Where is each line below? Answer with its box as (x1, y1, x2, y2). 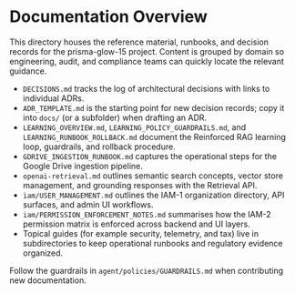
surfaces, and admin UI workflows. (22, 198, 154, 210)
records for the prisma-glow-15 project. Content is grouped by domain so (9, 45, 285, 56)
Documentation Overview (9, 6, 208, 27)
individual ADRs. (22, 93, 85, 104)
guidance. (9, 66, 47, 76)
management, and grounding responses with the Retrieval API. (22, 179, 258, 190)
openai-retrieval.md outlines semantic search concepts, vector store (22, 170, 284, 181)
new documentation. (9, 275, 86, 286)
